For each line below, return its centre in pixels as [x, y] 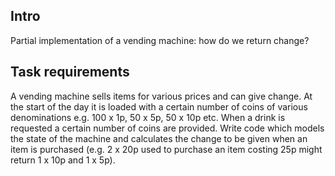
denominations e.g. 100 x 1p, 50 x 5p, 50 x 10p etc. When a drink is [148, 117]
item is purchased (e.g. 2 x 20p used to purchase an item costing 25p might [166, 149]
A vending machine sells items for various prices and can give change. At [161, 96]
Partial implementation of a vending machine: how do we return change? [160, 40]
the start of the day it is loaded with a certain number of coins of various [159, 106]
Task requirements [70, 72]
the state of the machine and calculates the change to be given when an [159, 138]
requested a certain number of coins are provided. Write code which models [167, 128]
